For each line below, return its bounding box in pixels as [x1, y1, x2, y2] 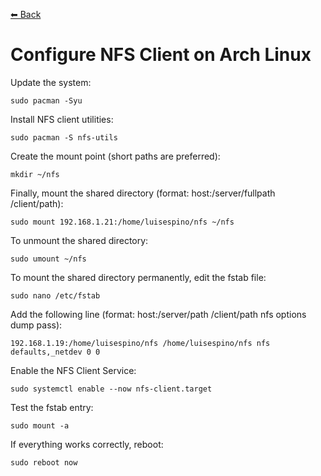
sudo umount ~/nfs [10, 254, 87, 264]
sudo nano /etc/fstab [10, 290, 101, 301]
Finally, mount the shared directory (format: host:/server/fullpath [10, 187, 276, 199]
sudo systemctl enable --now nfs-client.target [10, 384, 213, 394]
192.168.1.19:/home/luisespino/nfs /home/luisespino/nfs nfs [10, 338, 271, 348]
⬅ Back [10, 9, 42, 20]
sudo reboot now [10, 457, 78, 468]
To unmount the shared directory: [10, 234, 149, 246]
